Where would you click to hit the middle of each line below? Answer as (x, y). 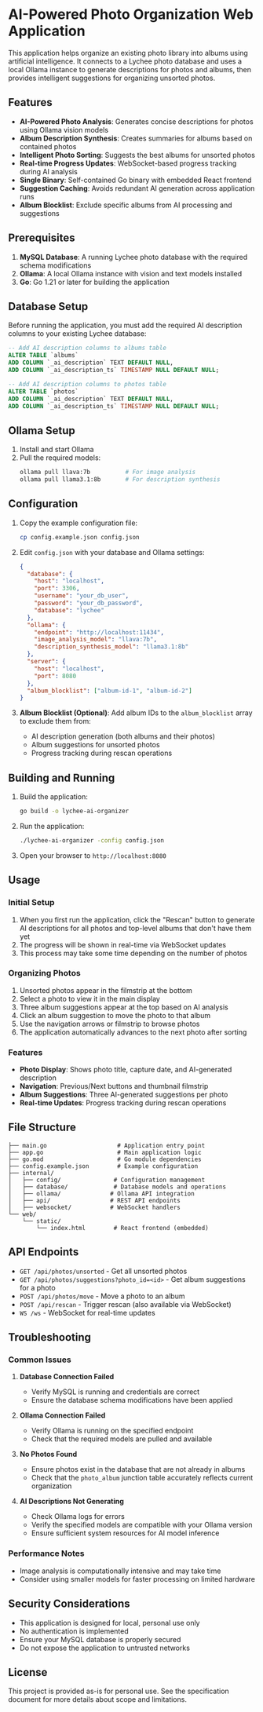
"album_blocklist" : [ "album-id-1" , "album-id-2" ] (110, 691)
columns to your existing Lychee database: (77, 334)
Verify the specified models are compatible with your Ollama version (142, 1525)
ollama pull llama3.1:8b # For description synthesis (120, 480)
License (28, 1672)
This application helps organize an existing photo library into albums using (128, 53)
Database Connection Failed (67, 1377)
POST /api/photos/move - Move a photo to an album (102, 1296)
